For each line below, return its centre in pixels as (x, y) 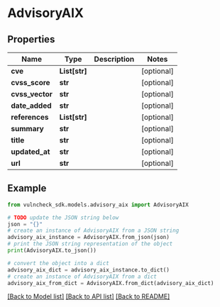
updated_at (31, 152)
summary (27, 129)
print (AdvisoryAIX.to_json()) (52, 251)
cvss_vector (32, 94)
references (30, 117)
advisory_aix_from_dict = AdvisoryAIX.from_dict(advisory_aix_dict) (111, 283)
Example (27, 188)
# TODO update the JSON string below (63, 218)
